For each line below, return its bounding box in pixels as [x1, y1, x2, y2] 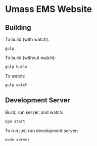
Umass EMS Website [5, 3, 93, 15]
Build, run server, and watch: [5, 109, 64, 115]
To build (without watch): [5, 55, 56, 61]
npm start [5, 119, 26, 124]
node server [5, 137, 30, 142]
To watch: [5, 73, 26, 79]
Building [5, 23, 31, 32]
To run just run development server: [5, 128, 78, 134]
